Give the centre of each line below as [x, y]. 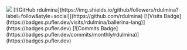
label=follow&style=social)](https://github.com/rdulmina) [74, 16]
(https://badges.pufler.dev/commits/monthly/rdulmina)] [73, 35]
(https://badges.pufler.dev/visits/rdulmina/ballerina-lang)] [76, 22]
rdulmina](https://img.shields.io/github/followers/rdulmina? [108, 10]
